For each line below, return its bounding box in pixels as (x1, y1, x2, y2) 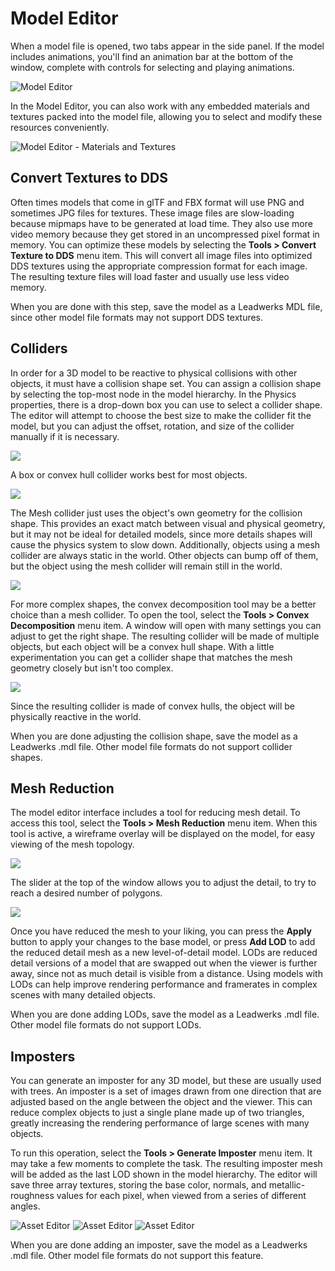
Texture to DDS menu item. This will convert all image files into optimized (10, 249, 313, 261)
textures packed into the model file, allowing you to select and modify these (10, 110, 323, 122)
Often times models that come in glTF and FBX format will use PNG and (10, 196, 305, 208)
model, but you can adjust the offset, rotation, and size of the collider (10, 420, 295, 432)
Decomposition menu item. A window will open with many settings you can (10, 619, 322, 631)
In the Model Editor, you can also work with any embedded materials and (10, 100, 310, 112)
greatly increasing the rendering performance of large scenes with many (10, 1117, 310, 1129)
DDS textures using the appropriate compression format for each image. (10, 260, 308, 272)
